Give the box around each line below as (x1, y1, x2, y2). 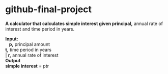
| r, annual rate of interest (5, 52, 59, 58)
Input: (5, 36, 18, 42)
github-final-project (5, 4, 92, 15)
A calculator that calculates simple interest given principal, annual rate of (5, 20, 163, 27)
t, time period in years (5, 46, 52, 53)
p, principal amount (9, 41, 50, 47)
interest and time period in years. (5, 26, 75, 32)
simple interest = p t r (5, 63, 49, 69)
